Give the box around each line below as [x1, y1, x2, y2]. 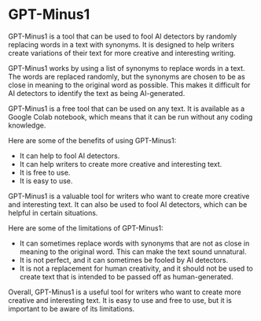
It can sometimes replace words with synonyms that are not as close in [19, 238, 250, 248]
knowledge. [8, 120, 46, 130]
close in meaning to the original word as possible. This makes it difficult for [8, 80, 251, 90]
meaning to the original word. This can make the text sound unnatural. [19, 246, 247, 256]
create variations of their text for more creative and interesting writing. [8, 48, 236, 57]
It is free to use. [19, 168, 71, 177]
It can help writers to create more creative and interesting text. [19, 159, 222, 168]
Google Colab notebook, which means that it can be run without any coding [8, 112, 253, 121]
